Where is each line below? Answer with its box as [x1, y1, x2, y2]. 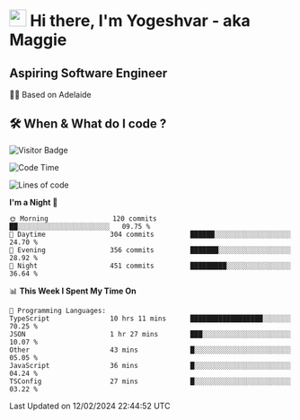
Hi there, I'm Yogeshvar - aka [30, 11, 251, 31]
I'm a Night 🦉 [9, 197, 58, 207]
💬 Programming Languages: [9, 306, 106, 315]
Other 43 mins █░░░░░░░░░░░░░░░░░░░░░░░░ [9, 346, 292, 354]
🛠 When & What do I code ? [9, 117, 167, 132]
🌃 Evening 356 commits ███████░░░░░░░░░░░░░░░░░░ [9, 245, 292, 255]
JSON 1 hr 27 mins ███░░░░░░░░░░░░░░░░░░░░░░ [9, 329, 292, 338]
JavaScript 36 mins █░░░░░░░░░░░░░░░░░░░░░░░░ [9, 361, 292, 370]
